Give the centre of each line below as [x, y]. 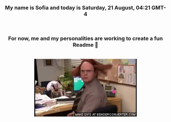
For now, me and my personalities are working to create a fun [85, 38]
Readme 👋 [85, 45]
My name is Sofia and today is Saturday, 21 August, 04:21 [78, 8]
